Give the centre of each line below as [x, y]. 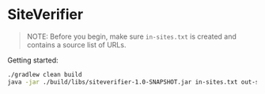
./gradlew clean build [45, 74]
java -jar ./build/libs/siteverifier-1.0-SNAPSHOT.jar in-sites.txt [123, 82]
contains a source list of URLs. [76, 44]
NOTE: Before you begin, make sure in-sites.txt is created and [131, 36]
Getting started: [33, 60]
